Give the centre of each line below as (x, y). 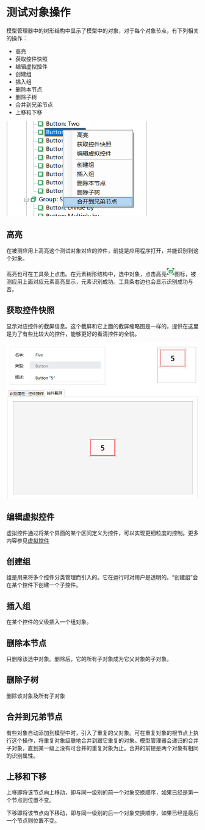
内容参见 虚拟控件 (28, 540)
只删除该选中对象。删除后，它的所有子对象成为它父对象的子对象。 (89, 659)
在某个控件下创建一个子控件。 (44, 585)
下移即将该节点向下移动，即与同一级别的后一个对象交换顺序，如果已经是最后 (103, 813)
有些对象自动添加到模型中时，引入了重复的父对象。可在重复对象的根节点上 (100, 732)
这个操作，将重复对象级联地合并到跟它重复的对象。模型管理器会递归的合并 (105, 740)
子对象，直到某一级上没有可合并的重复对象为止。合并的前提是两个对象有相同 (103, 748)
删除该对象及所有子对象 (36, 696)
